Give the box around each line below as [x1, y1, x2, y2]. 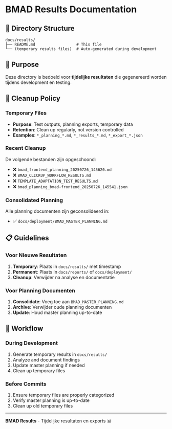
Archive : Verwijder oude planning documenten [12, 304, 112, 310]
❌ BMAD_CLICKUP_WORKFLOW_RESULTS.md [12, 172, 91, 178]
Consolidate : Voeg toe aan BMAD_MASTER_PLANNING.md [12, 299, 124, 305]
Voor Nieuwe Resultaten [5, 252, 67, 259]
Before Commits [5, 380, 47, 387]
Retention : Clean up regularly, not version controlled [12, 126, 124, 132]
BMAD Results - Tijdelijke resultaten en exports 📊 [5, 418, 112, 424]
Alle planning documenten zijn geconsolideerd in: [5, 208, 110, 214]
